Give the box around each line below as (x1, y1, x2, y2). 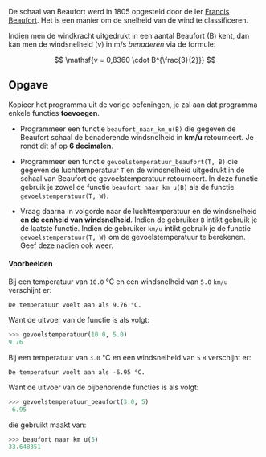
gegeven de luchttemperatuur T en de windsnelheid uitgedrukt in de (19, 165, 245, 175)
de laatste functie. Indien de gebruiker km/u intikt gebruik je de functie (19, 223, 252, 233)
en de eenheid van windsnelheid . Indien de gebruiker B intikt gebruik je (19, 215, 258, 224)
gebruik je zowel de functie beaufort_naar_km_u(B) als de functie (19, 182, 235, 191)
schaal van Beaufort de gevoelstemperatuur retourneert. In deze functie (19, 173, 259, 183)
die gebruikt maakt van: (8, 420, 87, 430)
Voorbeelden (8, 259, 53, 269)
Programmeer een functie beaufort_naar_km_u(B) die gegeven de (19, 124, 236, 134)
